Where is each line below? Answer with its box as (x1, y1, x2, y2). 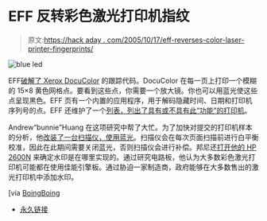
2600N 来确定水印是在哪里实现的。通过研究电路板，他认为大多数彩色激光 (8, 152, 249, 161)
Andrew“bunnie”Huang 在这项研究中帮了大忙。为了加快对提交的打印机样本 (8, 122, 253, 132)
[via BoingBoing (8, 188, 60, 197)
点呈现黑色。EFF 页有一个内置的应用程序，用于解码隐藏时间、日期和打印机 (8, 95, 253, 105)
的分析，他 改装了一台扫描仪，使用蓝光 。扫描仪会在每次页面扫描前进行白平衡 (8, 132, 259, 142)
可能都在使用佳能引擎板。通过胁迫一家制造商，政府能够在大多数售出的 (21, 162, 252, 172)
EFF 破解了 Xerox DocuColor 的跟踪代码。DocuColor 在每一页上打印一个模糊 (8, 76, 257, 85)
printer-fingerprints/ (27, 44, 94, 53)
